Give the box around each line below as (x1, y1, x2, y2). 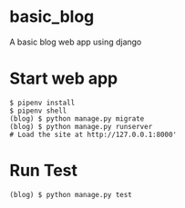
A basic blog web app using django (9, 36, 142, 47)
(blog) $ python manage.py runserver (9, 122, 153, 131)
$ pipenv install (9, 98, 76, 107)
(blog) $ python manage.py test (9, 190, 132, 199)
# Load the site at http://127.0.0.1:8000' (9, 130, 178, 139)
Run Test (9, 161, 77, 181)
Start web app (9, 68, 118, 89)
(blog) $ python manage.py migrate (9, 114, 145, 124)
